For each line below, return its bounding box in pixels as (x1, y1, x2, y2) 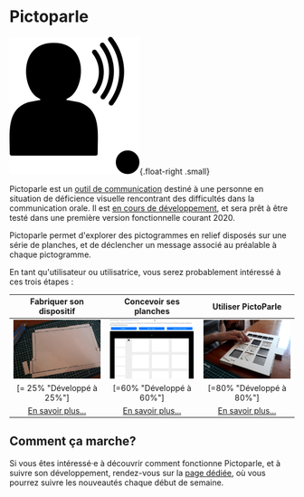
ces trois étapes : (9, 276, 74, 287)
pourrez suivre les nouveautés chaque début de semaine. (9, 477, 224, 488)
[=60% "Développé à (112, 383, 192, 394)
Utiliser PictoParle (212, 301, 282, 311)
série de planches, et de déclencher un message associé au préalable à (9, 239, 278, 250)
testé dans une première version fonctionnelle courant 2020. (9, 212, 235, 223)
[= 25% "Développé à (16, 383, 98, 394)
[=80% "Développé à (207, 383, 287, 394)
